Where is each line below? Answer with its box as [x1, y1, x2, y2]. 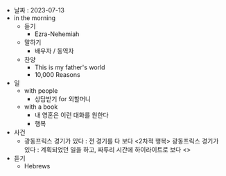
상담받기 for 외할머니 [34, 95, 92, 103]
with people [24, 87, 58, 95]
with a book [24, 103, 58, 111]
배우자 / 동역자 [34, 47, 74, 55]
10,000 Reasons [34, 71, 81, 78]
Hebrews [24, 162, 51, 170]
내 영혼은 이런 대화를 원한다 [34, 111, 109, 119]
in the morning [13, 14, 56, 22]
